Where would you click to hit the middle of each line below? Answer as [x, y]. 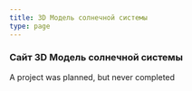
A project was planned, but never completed [92, 77]
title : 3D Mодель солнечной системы [78, 18]
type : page [30, 26]
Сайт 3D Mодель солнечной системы [96, 58]
